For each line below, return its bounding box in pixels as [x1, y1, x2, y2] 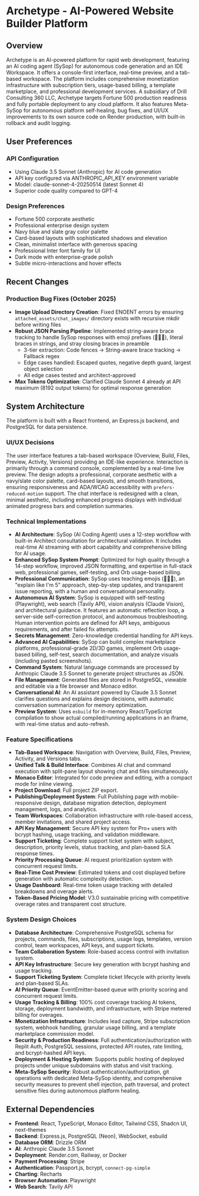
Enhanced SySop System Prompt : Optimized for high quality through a [14, 556, 189, 563]
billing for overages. [14, 1011, 64, 1018]
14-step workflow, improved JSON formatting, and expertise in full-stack [14, 562, 193, 569]
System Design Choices [6, 915, 77, 923]
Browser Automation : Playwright [14, 1177, 96, 1184]
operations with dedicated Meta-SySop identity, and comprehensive [14, 1074, 182, 1081]
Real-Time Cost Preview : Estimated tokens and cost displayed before [14, 869, 186, 876]
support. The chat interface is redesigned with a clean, [45, 490, 179, 497]
